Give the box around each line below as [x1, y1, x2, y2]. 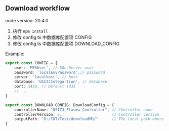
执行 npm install [12, 28, 48, 34]
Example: [5, 51, 25, 57]
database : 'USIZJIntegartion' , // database [14, 79, 108, 84]
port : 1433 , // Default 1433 [14, 84, 76, 89]
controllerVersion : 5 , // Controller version [14, 112, 159, 117]
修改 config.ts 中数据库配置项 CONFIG [12, 34, 92, 40]
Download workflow [5, 4, 70, 13]
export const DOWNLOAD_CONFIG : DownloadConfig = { [5, 102, 114, 108]
